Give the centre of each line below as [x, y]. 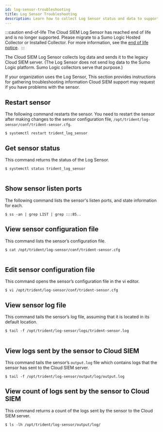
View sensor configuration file [52, 229]
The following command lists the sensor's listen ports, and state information [81, 200]
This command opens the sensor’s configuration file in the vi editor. [72, 281]
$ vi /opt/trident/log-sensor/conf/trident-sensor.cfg [62, 290]
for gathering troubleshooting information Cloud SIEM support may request [80, 82]
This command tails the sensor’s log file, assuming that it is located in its [77, 317]
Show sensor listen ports [44, 189]
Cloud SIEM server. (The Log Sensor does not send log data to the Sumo [78, 62]
